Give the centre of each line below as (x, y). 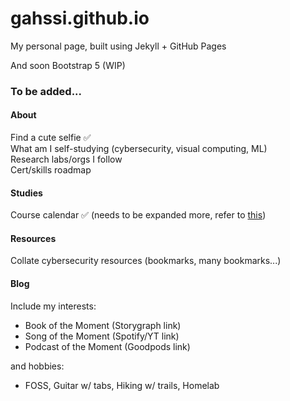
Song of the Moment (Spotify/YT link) (102, 336)
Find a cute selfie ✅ (51, 138)
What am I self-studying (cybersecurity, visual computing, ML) (139, 149)
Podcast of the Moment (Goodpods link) (107, 346)
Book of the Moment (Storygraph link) (103, 325)
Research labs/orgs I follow (66, 159)
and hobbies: (37, 366)
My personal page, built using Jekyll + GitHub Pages (118, 46)
